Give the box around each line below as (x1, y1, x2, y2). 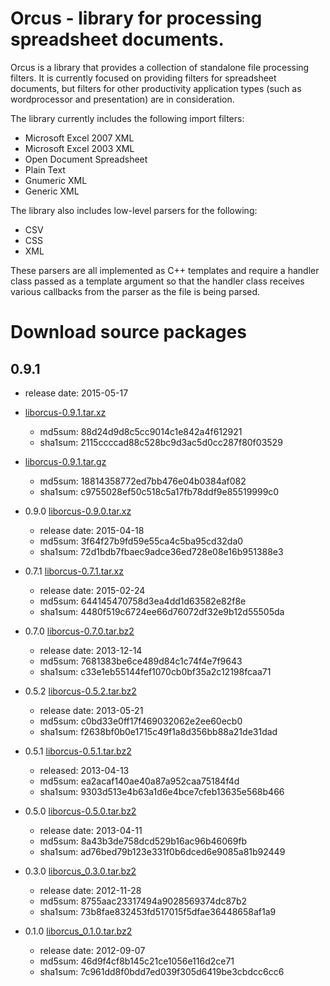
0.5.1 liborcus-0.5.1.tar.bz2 (24, 745, 132, 757)
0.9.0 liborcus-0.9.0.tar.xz (24, 505, 132, 517)
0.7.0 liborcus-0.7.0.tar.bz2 (24, 625, 135, 637)
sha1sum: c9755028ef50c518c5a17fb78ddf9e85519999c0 (39, 485, 280, 497)
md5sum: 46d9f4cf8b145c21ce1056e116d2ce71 (39, 955, 235, 967)
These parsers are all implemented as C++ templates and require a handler (10, 264, 320, 276)
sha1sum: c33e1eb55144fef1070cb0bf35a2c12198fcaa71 (39, 665, 272, 677)
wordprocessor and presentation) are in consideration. (10, 93, 235, 105)
